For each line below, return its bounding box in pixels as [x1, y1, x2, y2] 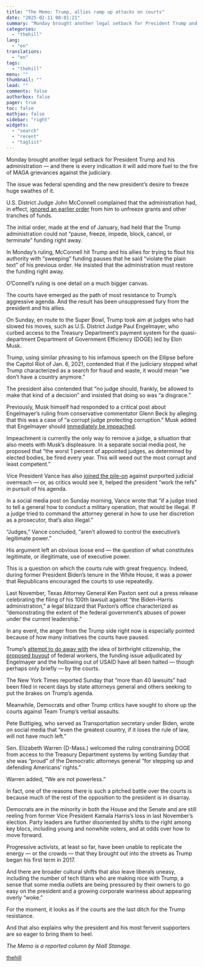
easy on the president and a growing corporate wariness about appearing [6, 887, 192, 895]
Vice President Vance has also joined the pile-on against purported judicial [6, 472, 194, 479]
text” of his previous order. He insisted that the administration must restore [6, 261, 194, 269]
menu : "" [6, 71, 29, 77]
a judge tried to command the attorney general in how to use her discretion [6, 510, 195, 517]
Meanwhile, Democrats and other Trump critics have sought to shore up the [6, 701, 197, 708]
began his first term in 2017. [6, 856, 76, 863]
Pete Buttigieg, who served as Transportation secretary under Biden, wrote [6, 719, 195, 726]
